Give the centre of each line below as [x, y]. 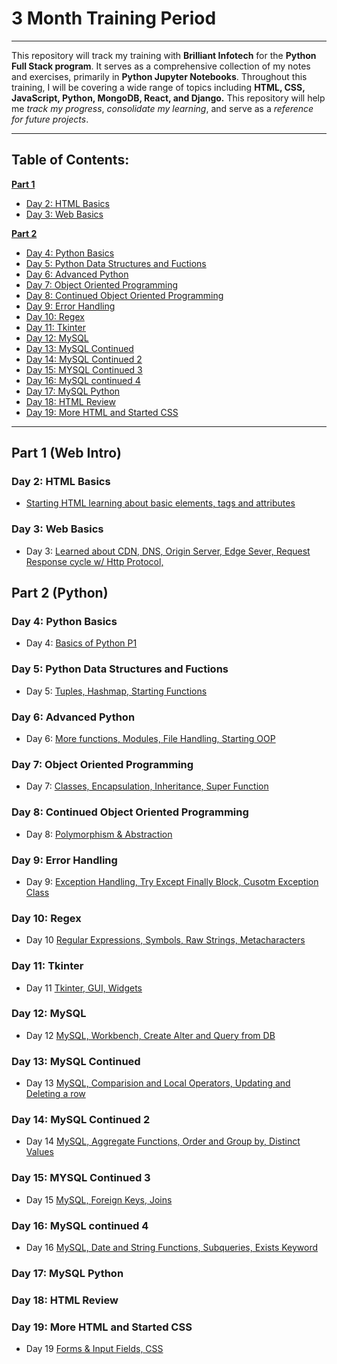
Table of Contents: [70, 160]
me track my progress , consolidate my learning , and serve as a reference [162, 108]
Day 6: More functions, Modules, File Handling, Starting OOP [150, 739]
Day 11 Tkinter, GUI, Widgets [84, 988]
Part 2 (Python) [60, 593]
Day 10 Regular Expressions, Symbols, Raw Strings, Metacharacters [165, 940]
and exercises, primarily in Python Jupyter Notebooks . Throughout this [159, 76]
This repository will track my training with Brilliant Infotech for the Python [164, 55]
